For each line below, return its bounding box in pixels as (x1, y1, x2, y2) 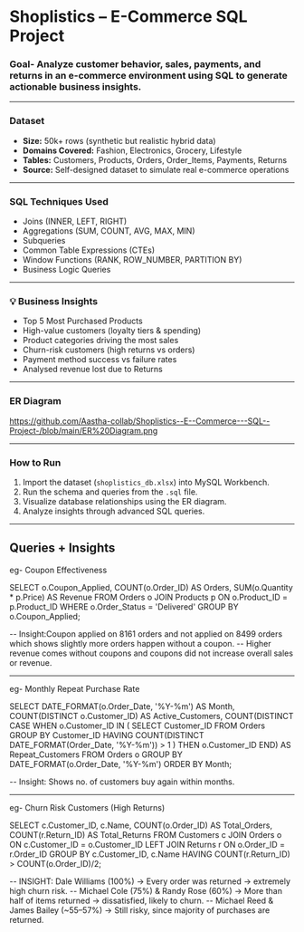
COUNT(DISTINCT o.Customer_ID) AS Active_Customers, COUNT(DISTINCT (9, 710, 294, 721)
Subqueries (22, 235, 66, 246)
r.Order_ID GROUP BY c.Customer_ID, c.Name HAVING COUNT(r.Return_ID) (9, 849, 291, 860)
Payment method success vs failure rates (22, 354, 177, 365)
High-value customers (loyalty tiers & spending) (22, 325, 202, 336)
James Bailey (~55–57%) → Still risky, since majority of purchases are (9, 904, 271, 916)
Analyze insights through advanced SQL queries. (22, 505, 205, 516)
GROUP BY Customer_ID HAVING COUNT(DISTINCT (9, 729, 205, 740)
